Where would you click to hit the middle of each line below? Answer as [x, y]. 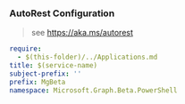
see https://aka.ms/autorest [82, 33]
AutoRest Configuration [62, 13]
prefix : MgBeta [38, 82]
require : [25, 49]
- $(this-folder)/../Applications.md [88, 57]
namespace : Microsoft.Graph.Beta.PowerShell [93, 90]
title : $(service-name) [54, 66]
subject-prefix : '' [46, 74]
